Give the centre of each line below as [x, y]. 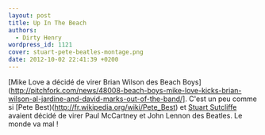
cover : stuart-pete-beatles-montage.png [76, 52]
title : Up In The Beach [48, 23]
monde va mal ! [33, 124]
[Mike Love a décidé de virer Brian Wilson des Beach [94, 82]
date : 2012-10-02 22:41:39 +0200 [63, 60]
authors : [23, 30]
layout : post [30, 15]
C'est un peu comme [223, 99]
